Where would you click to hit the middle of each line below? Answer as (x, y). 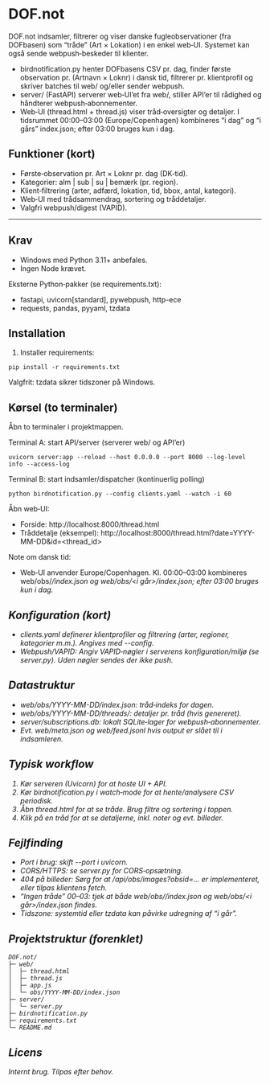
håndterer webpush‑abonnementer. (79, 103)
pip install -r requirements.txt (64, 367)
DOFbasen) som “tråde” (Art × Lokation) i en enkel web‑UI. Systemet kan (129, 44)
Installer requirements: (57, 353)
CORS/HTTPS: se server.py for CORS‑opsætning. (101, 871)
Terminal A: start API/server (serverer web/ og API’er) (97, 442)
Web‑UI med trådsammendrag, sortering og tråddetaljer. (113, 199)
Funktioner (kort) (52, 154)
